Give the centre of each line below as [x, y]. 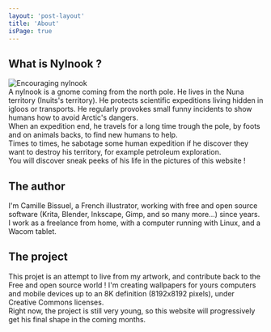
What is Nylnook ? [55, 64]
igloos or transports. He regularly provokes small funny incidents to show [130, 109]
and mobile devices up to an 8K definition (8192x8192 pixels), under [121, 293]
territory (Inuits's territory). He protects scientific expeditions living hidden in [136, 100]
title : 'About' [34, 23]
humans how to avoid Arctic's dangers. [74, 117]
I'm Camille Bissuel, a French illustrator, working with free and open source [133, 206]
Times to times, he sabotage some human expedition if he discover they [129, 143]
